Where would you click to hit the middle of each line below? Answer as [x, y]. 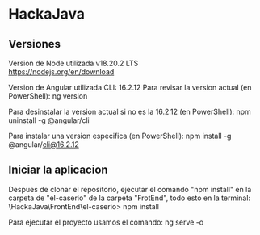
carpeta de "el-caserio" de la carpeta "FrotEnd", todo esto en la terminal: [130, 198]
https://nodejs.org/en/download [61, 72]
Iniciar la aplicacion [58, 170]
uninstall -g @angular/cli [49, 120]
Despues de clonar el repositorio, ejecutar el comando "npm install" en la [130, 189]
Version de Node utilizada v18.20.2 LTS [73, 63]
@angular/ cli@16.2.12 [44, 145]
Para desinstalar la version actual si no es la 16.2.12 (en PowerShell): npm [130, 111]
